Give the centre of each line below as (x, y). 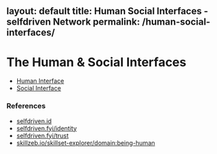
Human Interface (40, 81)
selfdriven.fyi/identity (46, 128)
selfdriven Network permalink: (73, 22)
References (26, 106)
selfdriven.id (34, 121)
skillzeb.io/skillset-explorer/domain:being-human (85, 142)
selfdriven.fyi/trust (43, 136)
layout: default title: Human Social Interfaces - (107, 11)
